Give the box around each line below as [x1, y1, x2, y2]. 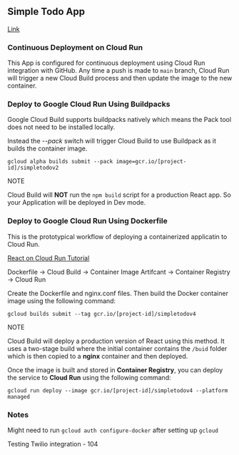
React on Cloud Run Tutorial [7, 253, 90, 262]
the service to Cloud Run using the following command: [7, 373, 171, 382]
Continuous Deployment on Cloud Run [7, 42, 143, 52]
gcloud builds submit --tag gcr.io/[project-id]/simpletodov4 [7, 310, 196, 317]
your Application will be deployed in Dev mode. [7, 198, 146, 207]
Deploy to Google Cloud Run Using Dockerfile [7, 216, 168, 226]
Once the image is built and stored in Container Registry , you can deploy [7, 365, 223, 374]
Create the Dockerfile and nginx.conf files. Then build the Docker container [7, 289, 228, 297]
